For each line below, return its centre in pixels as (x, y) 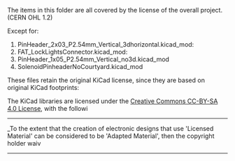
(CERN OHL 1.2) (30, 17)
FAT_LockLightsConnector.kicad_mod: (72, 52)
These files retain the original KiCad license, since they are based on (106, 80)
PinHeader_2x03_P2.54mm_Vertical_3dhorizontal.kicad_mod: (106, 44)
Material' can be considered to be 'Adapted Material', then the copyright (111, 136)
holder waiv (24, 143)
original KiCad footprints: (43, 87)
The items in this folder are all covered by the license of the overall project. (115, 10)
